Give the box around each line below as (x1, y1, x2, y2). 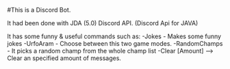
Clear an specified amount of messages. (7, 54, 122, 62)
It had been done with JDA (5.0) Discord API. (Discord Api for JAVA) (7, 19, 199, 27)
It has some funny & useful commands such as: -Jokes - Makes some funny (7, 32, 221, 40)
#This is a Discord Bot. (7, 6, 71, 14)
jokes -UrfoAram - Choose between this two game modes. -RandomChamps (7, 40, 223, 47)
